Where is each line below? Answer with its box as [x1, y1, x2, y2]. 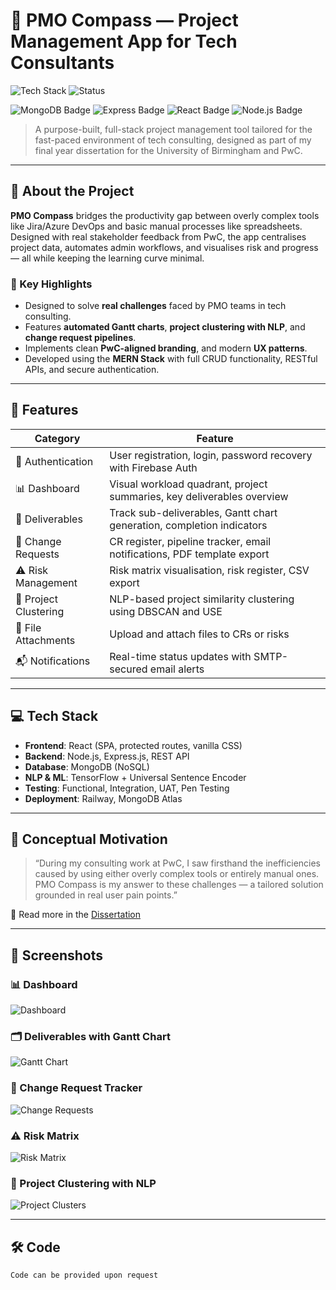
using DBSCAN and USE [109, 604, 223, 618]
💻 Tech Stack [10, 708, 99, 725]
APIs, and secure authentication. [24, 364, 160, 376]
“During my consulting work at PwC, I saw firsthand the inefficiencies [34, 857, 322, 869]
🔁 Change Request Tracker [10, 1081, 143, 1095]
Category [34, 431, 81, 445]
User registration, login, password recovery [109, 448, 313, 462]
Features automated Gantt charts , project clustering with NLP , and [24, 321, 306, 333]
